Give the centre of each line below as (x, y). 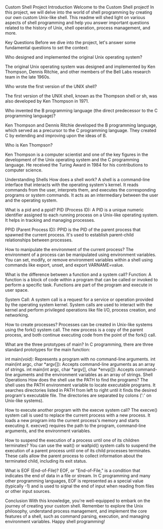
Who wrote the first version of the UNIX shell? (51, 86)
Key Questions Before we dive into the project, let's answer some (71, 42)
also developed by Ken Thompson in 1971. (47, 101)
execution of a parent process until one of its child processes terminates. (78, 451)
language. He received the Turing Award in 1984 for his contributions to (77, 165)
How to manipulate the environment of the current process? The (69, 249)
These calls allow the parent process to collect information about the (74, 456)
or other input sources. (28, 491)
